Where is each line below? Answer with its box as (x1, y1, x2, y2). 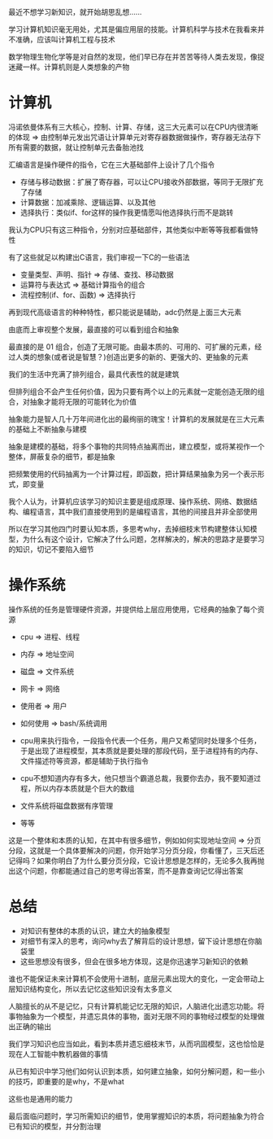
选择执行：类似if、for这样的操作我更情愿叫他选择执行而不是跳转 (19, 207, 234, 217)
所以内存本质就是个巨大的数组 (34, 783, 135, 793)
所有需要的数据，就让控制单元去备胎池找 (8, 142, 144, 152)
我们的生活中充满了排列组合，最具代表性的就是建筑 (8, 369, 180, 379)
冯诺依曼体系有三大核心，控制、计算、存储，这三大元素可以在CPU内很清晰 (8, 121, 258, 132)
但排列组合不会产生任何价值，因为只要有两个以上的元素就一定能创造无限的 (8, 386, 258, 396)
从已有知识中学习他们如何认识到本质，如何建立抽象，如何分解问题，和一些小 (8, 1066, 265, 1076)
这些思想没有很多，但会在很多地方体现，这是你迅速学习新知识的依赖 (19, 956, 249, 966)
